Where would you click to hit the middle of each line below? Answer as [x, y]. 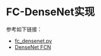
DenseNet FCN [33, 47]
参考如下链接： [24, 29]
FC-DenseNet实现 [51, 12]
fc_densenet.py [33, 41]
